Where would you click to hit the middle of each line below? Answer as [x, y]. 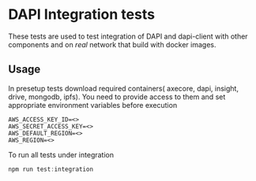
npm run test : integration [51, 169]
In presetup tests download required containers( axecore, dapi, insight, [124, 88]
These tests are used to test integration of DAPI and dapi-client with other [128, 36]
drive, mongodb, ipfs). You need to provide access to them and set [117, 97]
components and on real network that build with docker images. [112, 44]
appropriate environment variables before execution [93, 105]
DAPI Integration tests [82, 15]
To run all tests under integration [61, 154]
